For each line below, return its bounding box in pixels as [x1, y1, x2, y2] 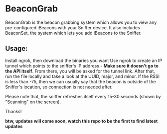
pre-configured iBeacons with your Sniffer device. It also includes [5, 24, 141, 30]
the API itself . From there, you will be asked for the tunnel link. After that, [5, 68, 156, 74]
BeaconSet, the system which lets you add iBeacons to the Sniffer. [5, 30, 142, 36]
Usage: [5, 44, 28, 53]
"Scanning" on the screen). [5, 99, 61, 105]
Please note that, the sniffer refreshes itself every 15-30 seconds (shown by [5, 93, 161, 99]
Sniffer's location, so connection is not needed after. [5, 84, 113, 90]
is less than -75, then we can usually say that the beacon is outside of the [5, 78, 156, 84]
